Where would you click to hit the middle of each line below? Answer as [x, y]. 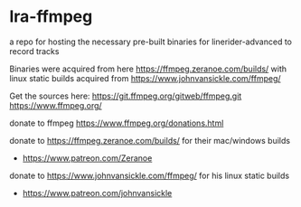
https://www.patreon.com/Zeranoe [87, 158]
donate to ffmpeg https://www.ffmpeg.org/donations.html [117, 123]
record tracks [34, 51]
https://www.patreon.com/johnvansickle [97, 193]
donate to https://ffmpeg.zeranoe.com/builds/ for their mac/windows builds [150, 140]
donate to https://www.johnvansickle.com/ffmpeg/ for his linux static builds [150, 175]
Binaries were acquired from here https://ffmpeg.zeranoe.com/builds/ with [148, 69]
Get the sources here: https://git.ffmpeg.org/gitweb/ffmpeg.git [126, 96]
